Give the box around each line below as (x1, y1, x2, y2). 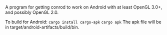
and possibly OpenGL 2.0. (5, 9, 59, 15)
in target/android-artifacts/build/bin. (5, 24, 79, 30)
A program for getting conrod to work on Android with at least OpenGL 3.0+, (5, 4, 162, 10)
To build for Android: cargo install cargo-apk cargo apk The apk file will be (5, 19, 161, 25)
